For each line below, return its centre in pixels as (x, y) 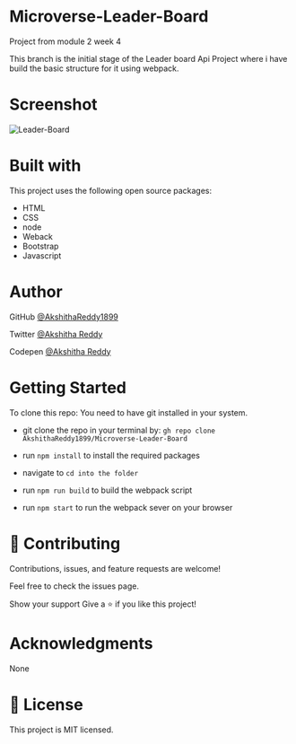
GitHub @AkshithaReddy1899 (64, 317)
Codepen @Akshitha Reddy (60, 351)
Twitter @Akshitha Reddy (56, 334)
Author (36, 292)
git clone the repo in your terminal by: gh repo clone (119, 430)
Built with (45, 166)
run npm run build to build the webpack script (107, 490)
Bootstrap (40, 246)
